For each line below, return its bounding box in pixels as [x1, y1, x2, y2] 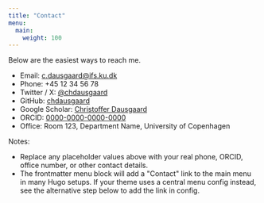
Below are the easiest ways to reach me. [8, 56, 142, 65]
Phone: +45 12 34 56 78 [19, 79, 99, 89]
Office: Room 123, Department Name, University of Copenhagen [19, 121, 231, 131]
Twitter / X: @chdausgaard [19, 88, 108, 98]
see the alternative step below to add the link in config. [19, 186, 200, 195]
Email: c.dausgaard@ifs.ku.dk [19, 71, 118, 80]
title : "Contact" [8, 11, 66, 20]
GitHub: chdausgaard [19, 96, 90, 105]
